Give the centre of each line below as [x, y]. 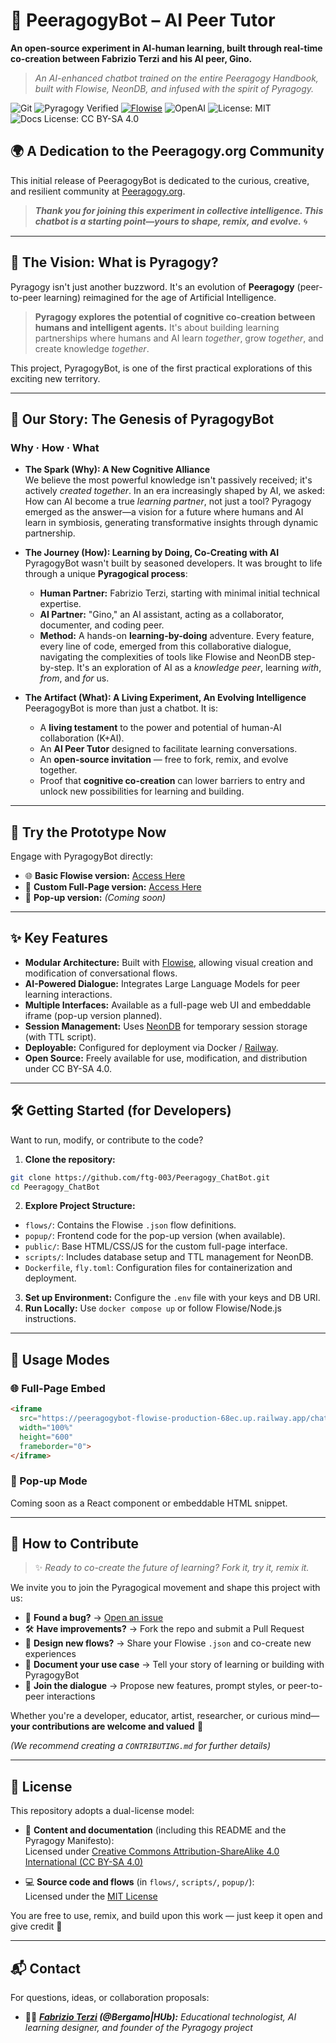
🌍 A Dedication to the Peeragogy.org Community [167, 151]
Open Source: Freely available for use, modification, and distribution [166, 1058]
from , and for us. [74, 678]
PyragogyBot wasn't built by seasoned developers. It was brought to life [173, 563]
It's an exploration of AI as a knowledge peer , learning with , [199, 668]
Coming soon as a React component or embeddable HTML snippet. [149, 1503]
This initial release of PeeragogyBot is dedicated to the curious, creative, [160, 180]
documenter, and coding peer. [102, 625]
